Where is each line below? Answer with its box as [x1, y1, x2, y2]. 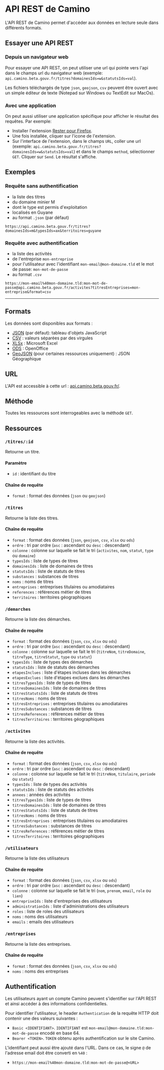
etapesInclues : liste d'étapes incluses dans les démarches [12, 669, 131, 675]
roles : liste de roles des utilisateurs [12, 909, 84, 914]
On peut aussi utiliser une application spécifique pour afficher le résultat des [5, 113, 159, 119]
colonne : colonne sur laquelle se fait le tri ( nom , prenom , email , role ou [12, 888, 151, 893]
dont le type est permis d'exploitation [12, 204, 87, 210]
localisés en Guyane [12, 209, 53, 215]
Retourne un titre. [5, 449, 41, 455]
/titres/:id [5, 439, 34, 445]
